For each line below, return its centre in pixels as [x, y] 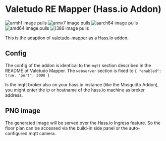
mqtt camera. [42, 133]
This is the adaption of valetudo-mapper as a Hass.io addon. [67, 38]
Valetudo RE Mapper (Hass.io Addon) [83, 9]
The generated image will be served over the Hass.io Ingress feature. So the [83, 123]
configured [16, 133]
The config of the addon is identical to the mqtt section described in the [78, 65]
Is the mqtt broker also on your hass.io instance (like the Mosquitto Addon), [82, 84]
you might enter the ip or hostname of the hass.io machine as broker [75, 90]
